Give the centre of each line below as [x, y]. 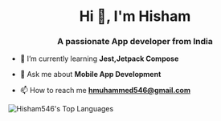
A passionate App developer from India [135, 42]
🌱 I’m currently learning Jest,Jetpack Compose [99, 58]
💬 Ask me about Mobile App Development [90, 75]
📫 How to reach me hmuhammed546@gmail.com [105, 91]
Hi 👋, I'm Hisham [135, 16]
